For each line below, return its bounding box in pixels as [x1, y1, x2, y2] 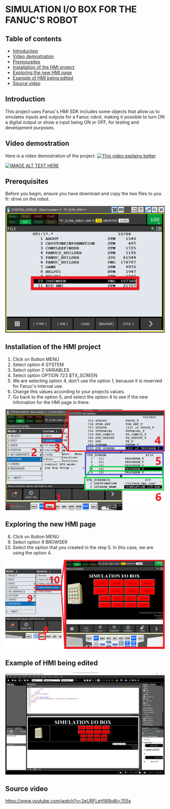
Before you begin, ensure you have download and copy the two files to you [5, 191, 162, 197]
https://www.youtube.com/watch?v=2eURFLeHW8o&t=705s [5, 798, 132, 804]
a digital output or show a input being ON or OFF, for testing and [5, 119, 139, 125]
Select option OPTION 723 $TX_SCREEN [12, 372, 98, 378]
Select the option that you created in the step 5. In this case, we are [12, 544, 153, 550]
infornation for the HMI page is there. [12, 399, 90, 405]
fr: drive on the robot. [5, 196, 50, 202]
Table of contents [5, 34, 62, 43]
